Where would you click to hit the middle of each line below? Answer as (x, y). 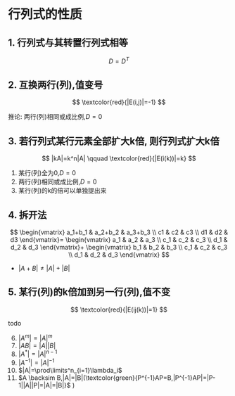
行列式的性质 (45, 14)
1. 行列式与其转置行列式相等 (68, 43)
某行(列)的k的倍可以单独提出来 (62, 191)
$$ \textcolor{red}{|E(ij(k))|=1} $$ (119, 309)
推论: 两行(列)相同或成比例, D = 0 (55, 117)
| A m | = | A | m (35, 337)
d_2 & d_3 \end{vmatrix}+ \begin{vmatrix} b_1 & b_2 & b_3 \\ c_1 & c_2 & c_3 (119, 248)
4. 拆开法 (27, 215)
